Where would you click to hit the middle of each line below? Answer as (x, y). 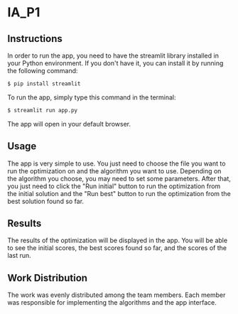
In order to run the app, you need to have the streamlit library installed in (113, 55)
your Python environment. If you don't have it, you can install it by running (115, 63)
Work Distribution (47, 278)
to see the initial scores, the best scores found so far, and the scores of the (117, 248)
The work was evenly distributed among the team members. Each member (117, 295)
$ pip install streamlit (44, 84)
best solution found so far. (45, 201)
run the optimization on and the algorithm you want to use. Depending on (114, 170)
